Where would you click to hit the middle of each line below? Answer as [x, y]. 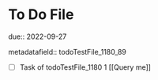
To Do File [41, 15]
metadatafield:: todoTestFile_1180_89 [67, 51]
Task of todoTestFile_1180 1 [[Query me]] [85, 67]
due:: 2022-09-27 [38, 36]
